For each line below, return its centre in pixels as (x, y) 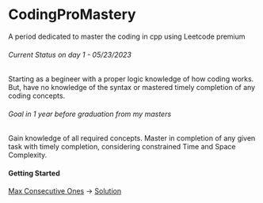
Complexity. (28, 155)
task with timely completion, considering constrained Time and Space (122, 147)
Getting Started (34, 173)
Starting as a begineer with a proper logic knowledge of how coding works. (131, 79)
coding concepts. (37, 96)
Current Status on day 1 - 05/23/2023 (70, 55)
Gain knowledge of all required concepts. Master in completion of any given (132, 138)
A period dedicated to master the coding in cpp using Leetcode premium (127, 36)
